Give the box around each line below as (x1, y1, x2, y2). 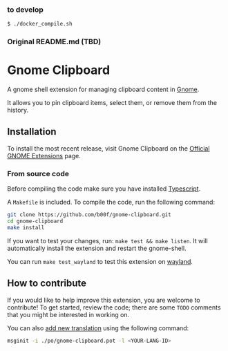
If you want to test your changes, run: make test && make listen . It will (7, 236, 209, 245)
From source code (7, 169, 69, 178)
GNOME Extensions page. (7, 151, 82, 160)
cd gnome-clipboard (7, 218, 64, 225)
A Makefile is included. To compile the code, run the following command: (7, 198, 216, 207)
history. (7, 106, 29, 115)
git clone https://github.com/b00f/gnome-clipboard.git (7, 211, 171, 218)
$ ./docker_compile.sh (7, 21, 73, 28)
